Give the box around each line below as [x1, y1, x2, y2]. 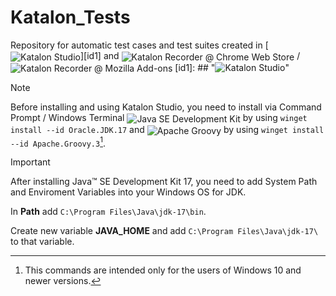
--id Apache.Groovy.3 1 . [10, 135, 106, 149]
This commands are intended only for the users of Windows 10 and [24, 264, 302, 276]
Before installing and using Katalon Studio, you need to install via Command [10, 101, 322, 113]
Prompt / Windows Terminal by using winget [10, 112, 308, 124]
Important [10, 156, 51, 168]
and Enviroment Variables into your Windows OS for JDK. [10, 186, 247, 198]
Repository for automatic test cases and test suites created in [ [10, 39, 269, 51]
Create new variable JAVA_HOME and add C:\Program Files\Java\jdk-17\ [10, 225, 319, 237]
